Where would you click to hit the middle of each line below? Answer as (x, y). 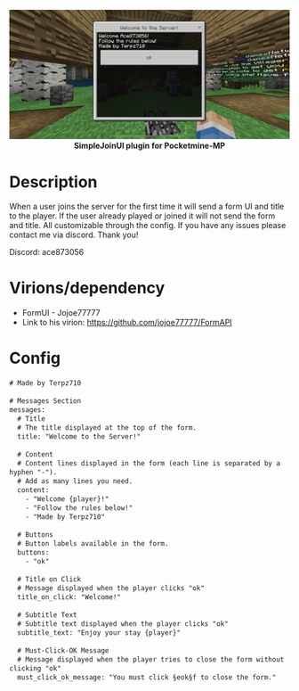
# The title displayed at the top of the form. (107, 428)
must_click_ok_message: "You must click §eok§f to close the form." (147, 678)
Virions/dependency (87, 288)
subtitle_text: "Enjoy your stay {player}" (99, 633)
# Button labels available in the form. (93, 544)
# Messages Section (45, 401)
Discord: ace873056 (47, 252)
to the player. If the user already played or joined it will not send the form (142, 216)
